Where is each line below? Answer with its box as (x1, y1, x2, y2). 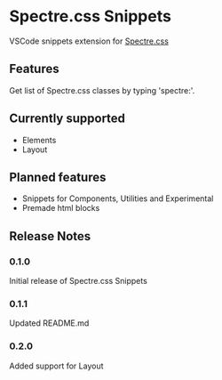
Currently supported (9, 111, 126, 126)
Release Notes (9, 229, 91, 244)
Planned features (9, 169, 107, 184)
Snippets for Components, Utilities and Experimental (21, 193, 214, 204)
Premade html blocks (21, 203, 100, 214)
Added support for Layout (9, 360, 104, 371)
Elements (21, 134, 57, 145)
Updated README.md (9, 318, 90, 328)
